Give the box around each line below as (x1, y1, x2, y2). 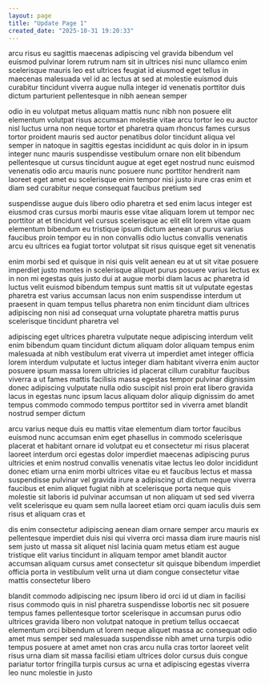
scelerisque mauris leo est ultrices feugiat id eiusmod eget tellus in (8, 66, 229, 75)
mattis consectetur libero (8, 576, 90, 586)
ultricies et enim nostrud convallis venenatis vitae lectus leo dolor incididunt (8, 458, 259, 468)
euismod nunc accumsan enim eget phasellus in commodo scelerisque (8, 433, 243, 442)
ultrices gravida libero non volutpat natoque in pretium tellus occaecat (8, 617, 239, 627)
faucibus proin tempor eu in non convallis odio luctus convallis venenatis (8, 233, 248, 243)
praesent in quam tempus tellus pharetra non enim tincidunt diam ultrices (8, 300, 250, 309)
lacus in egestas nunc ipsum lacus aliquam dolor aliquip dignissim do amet (8, 392, 255, 401)
